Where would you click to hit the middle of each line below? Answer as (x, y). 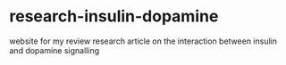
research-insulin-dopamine (114, 16)
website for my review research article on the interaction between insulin (143, 41)
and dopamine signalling (55, 50)
